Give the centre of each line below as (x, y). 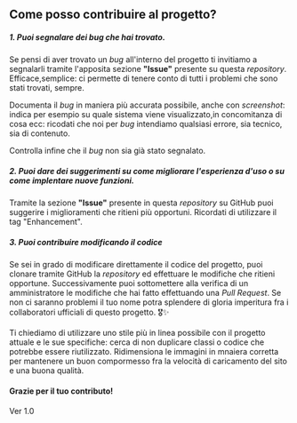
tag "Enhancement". (46, 222)
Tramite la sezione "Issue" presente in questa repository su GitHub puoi (141, 203)
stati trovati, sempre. (47, 88)
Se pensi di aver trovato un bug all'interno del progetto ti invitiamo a (133, 60)
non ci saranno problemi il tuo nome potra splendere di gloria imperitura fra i (149, 302)
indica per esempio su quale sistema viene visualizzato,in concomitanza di (146, 115)
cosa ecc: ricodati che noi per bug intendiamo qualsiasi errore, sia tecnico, (146, 124)
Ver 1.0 (22, 411)
